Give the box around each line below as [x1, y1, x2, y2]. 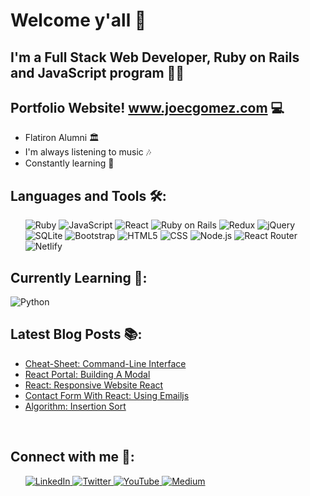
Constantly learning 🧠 [24, 157, 115, 169]
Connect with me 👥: [10, 449, 135, 466]
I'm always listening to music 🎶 [24, 146, 152, 158]
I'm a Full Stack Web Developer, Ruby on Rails [10, 49, 300, 66]
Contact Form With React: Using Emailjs [24, 389, 190, 401]
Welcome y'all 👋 [10, 9, 147, 32]
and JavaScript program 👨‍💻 [10, 64, 185, 81]
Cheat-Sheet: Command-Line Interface [24, 357, 187, 369]
